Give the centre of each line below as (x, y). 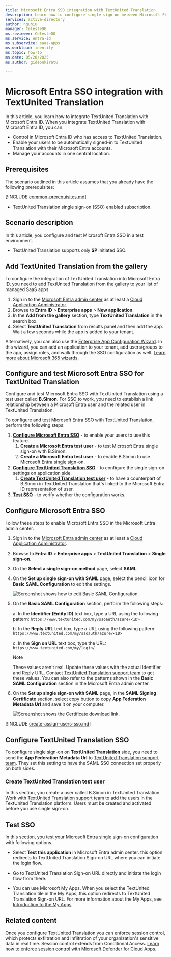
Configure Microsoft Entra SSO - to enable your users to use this (81, 435)
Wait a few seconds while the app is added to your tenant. (74, 332)
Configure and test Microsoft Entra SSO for (75, 374)
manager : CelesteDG (26, 29)
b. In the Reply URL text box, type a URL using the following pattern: (84, 629)
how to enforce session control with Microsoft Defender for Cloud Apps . (81, 949)
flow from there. (30, 879)
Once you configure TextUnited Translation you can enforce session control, (85, 933)
